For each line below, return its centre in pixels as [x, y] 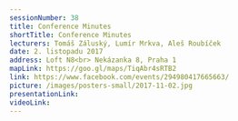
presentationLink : [44, 94]
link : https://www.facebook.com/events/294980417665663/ [119, 77]
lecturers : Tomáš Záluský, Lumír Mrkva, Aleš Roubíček [115, 43]
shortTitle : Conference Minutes [70, 35]
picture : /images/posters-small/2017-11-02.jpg [101, 86]
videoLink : [30, 102]
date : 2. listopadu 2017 [56, 52]
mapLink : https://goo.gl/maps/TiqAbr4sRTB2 [93, 69]
